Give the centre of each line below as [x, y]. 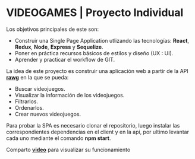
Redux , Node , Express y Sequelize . [59, 47]
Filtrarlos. [26, 101]
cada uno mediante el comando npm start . [59, 138]
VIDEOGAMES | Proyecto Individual [95, 13]
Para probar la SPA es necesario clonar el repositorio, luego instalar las [93, 125]
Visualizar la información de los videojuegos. [70, 95]
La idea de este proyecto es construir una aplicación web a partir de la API [97, 71]
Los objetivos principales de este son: [53, 29]
